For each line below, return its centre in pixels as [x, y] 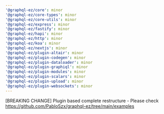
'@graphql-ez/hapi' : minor [34, 34]
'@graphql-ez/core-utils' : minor [41, 19]
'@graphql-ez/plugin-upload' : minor [44, 81]
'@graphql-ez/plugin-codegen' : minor [46, 58]
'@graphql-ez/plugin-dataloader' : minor [49, 62]
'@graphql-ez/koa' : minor [33, 43]
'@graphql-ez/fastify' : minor [38, 29]
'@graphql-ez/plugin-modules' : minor [46, 72]
